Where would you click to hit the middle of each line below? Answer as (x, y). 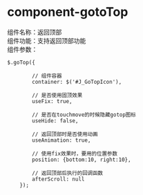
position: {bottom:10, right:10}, (82, 160)
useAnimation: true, (61, 140)
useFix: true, (52, 101)
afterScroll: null (58, 179)
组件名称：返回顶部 (35, 32)
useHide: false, (55, 121)
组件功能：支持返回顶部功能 (47, 40)
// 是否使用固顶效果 (57, 95)
